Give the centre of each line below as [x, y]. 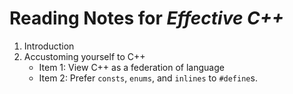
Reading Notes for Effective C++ [146, 18]
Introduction [49, 46]
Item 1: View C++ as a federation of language [131, 67]
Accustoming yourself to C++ [84, 56]
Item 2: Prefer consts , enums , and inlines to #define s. [148, 78]
